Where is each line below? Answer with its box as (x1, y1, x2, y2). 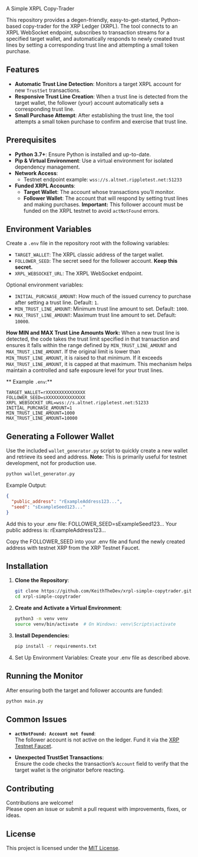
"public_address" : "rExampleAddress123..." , (11, 499, 123, 505)
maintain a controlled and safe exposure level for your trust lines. (6, 367, 164, 374)
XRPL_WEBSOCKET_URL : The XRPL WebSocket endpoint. (14, 270, 143, 277)
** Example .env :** (6, 378, 52, 385)
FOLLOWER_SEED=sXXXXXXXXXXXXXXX (6, 395, 85, 401)
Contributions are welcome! (6, 799, 74, 806)
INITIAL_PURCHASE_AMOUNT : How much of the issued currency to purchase (14, 293, 192, 300)
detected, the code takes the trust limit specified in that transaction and (6, 335, 180, 342)
